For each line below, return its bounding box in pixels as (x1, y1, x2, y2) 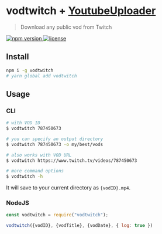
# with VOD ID (6, 120, 41, 126)
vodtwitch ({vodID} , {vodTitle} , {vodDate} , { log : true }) (6, 223, 153, 229)
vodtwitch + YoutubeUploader (6, 4, 156, 18)
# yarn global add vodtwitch (6, 73, 77, 79)
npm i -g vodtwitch (6, 67, 54, 73)
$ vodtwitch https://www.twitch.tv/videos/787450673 (6, 157, 137, 164)
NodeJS (6, 199, 29, 207)
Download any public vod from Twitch (20, 23, 112, 30)
